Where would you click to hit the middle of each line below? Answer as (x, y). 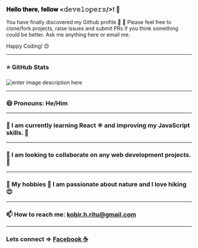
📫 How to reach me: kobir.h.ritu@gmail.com (71, 214)
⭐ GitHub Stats (28, 67)
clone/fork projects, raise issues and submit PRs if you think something (92, 28)
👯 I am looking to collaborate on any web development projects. (99, 155)
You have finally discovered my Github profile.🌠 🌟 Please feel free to (89, 22)
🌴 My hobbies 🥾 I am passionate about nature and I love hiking (96, 184)
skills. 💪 (17, 133)
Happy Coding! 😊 (28, 46)
